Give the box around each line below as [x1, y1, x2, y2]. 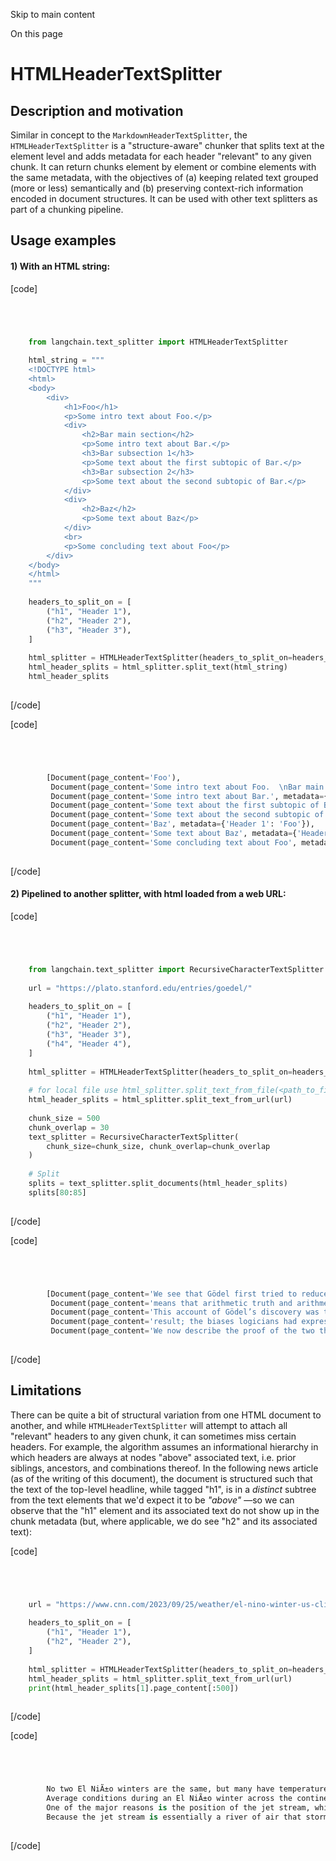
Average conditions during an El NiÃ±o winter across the [46, 1794, 293, 1804]
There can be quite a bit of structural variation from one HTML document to [10, 1409, 322, 1421]
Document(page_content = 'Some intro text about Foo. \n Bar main [50, 782, 325, 792]
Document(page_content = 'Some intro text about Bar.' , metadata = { [50, 791, 329, 801]
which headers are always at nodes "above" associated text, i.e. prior [10, 1451, 297, 1463]
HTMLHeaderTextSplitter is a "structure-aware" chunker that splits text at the [10, 140, 325, 151]
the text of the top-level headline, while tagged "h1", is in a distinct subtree [10, 1483, 317, 1495]
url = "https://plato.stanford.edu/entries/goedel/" [28, 983, 253, 993]
